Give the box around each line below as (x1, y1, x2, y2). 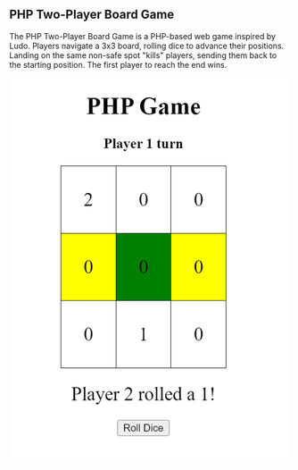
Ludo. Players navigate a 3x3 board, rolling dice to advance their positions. (9, 40, 285, 51)
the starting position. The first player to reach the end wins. (9, 59, 228, 70)
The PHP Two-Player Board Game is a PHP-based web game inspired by (9, 30, 277, 41)
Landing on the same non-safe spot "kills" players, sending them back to (9, 49, 277, 61)
